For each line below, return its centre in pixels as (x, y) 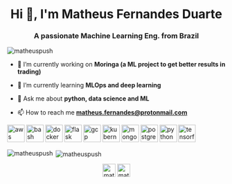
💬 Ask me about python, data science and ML (83, 99)
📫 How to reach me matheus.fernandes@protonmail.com (102, 112)
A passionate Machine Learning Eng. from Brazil (116, 36)
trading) (29, 72)
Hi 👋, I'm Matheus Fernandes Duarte (116, 14)
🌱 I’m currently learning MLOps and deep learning (89, 85)
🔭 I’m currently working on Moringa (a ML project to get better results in (121, 65)
